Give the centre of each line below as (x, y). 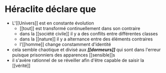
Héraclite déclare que (51, 9)
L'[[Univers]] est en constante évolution (53, 23)
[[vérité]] (21, 65)
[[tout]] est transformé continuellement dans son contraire (80, 28)
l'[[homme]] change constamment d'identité (65, 44)
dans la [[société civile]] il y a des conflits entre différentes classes (89, 33)
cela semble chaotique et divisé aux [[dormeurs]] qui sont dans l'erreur (86, 49)
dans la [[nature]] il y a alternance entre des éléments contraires (86, 39)
